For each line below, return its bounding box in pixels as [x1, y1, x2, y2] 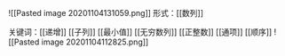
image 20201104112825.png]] [41, 36, 149, 47]
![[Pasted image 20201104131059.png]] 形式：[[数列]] [8, 8, 204, 18]
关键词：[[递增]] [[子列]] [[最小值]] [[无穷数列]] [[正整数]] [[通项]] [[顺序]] [8, 27, 273, 37]
